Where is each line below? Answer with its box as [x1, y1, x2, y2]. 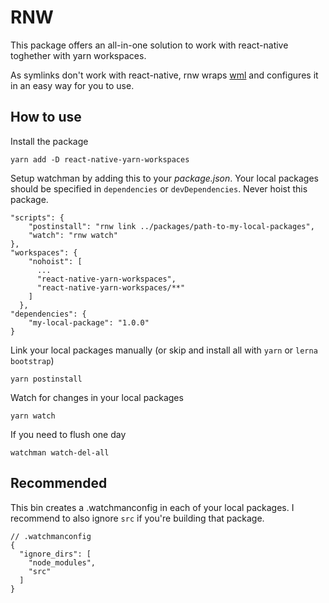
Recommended [10, 475, 108, 492]
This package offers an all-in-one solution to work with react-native [10, 39, 289, 51]
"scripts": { [10, 212, 65, 223]
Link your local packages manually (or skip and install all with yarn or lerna [10, 344, 318, 356]
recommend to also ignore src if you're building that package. [10, 512, 265, 524]
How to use [10, 109, 82, 126]
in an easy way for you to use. [10, 79, 135, 91]
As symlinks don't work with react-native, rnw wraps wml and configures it [10, 69, 319, 81]
